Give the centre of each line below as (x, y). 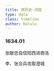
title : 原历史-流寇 (23, 10)
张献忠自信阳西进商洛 (27, 52)
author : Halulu (21, 24)
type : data (16, 14)
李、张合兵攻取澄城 (25, 63)
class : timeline (22, 19)
